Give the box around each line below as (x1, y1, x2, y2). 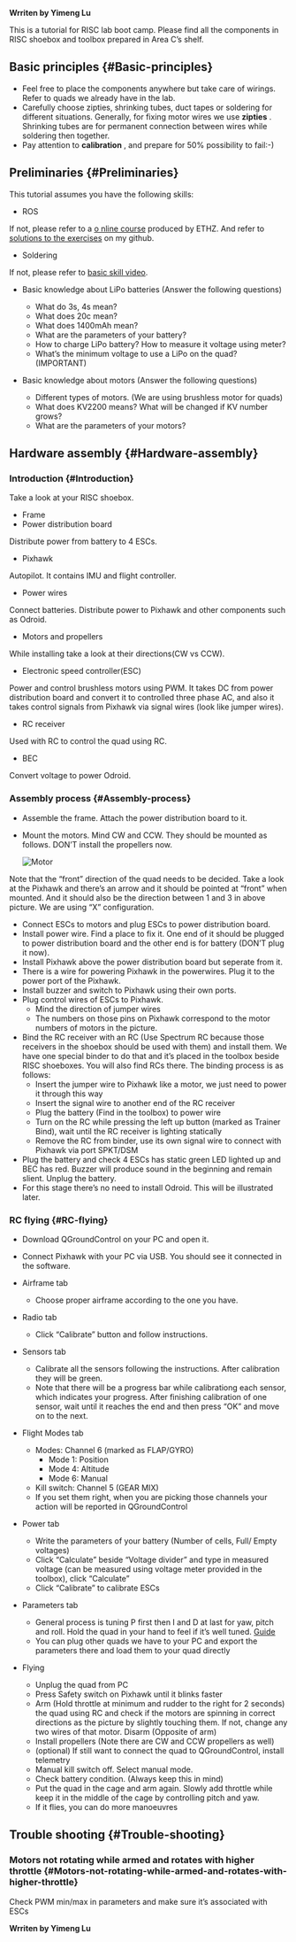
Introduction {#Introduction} (9, 472, 134, 484)
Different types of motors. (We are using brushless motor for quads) (34, 391, 284, 402)
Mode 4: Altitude (48, 1463, 110, 1474)
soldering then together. (21, 130, 110, 141)
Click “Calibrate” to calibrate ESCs (34, 1582, 161, 1593)
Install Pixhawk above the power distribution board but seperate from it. (21, 956, 283, 967)
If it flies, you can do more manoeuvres (34, 1801, 178, 1812)
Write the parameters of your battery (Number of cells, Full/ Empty (34, 1536, 277, 1546)
